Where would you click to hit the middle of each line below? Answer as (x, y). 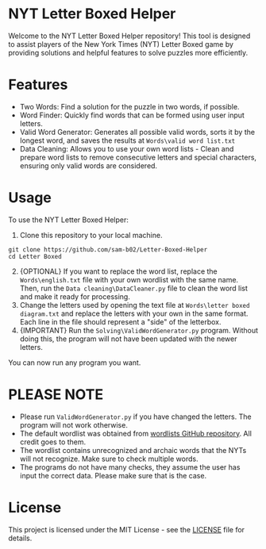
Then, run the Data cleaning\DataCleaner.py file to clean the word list (134, 288)
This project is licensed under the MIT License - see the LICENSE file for (126, 529)
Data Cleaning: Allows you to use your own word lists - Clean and (127, 148)
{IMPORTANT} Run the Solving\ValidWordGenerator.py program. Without (139, 330)
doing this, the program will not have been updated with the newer (128, 339)
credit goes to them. (53, 442)
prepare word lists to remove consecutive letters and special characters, (138, 157)
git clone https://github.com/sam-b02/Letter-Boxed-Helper (108, 250)
